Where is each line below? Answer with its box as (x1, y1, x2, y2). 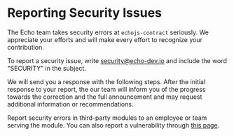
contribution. (7, 43, 44, 51)
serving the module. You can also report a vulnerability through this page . (7, 121, 220, 129)
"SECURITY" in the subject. (7, 64, 86, 72)
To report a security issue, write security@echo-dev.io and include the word (7, 56, 228, 64)
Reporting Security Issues (7, 5, 163, 21)
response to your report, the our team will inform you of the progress (7, 85, 206, 93)
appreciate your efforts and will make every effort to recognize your (7, 35, 203, 43)
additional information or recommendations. (7, 100, 134, 108)
